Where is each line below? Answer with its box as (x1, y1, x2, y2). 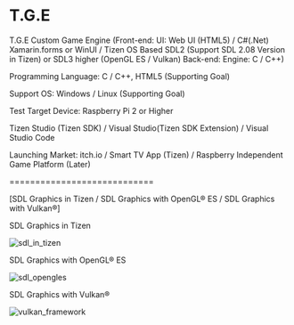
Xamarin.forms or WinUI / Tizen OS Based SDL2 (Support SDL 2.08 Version (9, 44, 286, 54)
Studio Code (9, 132, 55, 142)
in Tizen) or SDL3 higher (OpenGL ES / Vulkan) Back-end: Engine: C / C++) (9, 53, 285, 64)
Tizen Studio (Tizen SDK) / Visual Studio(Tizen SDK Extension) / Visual (9, 122, 269, 134)
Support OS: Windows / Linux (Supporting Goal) (9, 88, 185, 99)
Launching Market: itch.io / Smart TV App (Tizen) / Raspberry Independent (9, 149, 283, 160)
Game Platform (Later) (9, 158, 91, 169)
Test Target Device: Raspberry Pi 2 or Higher (9, 105, 174, 116)
